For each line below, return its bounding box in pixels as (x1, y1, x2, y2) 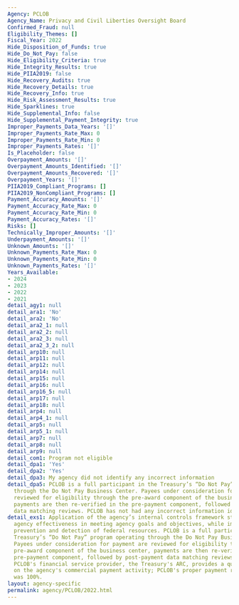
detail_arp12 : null (7, 361, 65, 369)
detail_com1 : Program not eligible (7, 454, 113, 462)
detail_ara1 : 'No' (7, 309, 62, 316)
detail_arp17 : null (7, 395, 65, 402)
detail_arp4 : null (7, 408, 62, 415)
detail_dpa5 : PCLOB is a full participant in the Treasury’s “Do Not (7, 481, 218, 488)
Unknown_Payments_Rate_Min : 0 (7, 256, 97, 263)
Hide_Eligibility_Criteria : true (7, 57, 107, 64)
